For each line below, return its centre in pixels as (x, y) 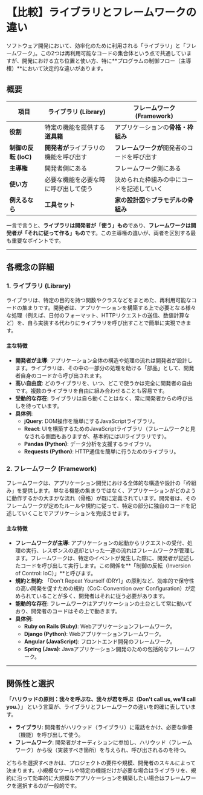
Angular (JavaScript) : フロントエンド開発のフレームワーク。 (100, 641)
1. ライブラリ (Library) (39, 286)
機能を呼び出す (66, 157)
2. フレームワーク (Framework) (52, 469)
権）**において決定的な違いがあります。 (56, 68)
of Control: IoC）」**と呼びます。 (56, 573)
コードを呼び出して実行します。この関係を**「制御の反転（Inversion (106, 566)
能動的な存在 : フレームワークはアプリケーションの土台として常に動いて (104, 604)
